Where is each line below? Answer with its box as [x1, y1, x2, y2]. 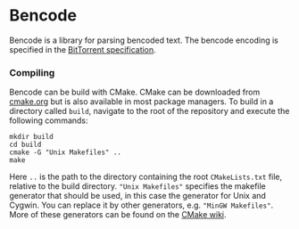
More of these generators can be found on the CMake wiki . [9, 209, 227, 220]
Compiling [9, 66, 55, 78]
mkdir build [9, 133, 54, 142]
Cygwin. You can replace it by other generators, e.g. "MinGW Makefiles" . [9, 200, 274, 210]
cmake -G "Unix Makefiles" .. [9, 148, 122, 157]
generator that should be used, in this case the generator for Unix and [9, 191, 266, 201]
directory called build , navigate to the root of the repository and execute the [9, 106, 290, 117]
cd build [9, 140, 42, 150]
